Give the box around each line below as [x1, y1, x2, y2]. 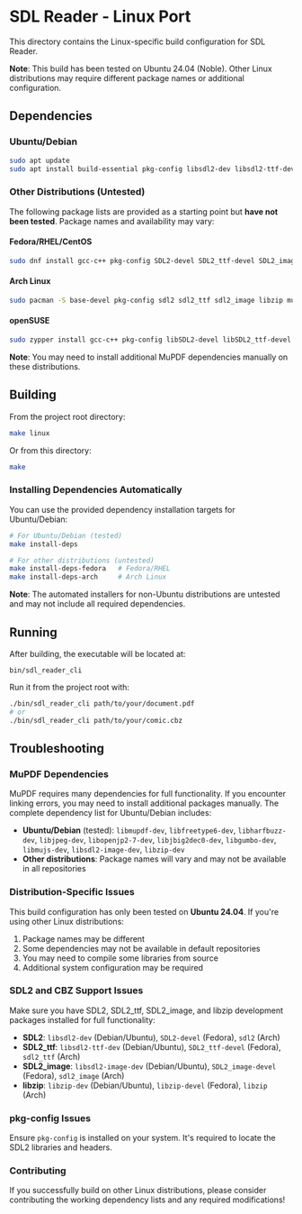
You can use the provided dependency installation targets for [9, 504, 235, 515]
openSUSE [9, 315, 50, 326]
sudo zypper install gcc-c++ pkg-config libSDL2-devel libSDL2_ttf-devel [9, 335, 292, 344]
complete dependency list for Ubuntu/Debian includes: [9, 808, 212, 818]
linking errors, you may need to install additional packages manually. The [9, 798, 280, 808]
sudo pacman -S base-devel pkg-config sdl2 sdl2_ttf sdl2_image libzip [9, 296, 283, 305]
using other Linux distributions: [9, 916, 124, 926]
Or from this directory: [9, 444, 92, 456]
